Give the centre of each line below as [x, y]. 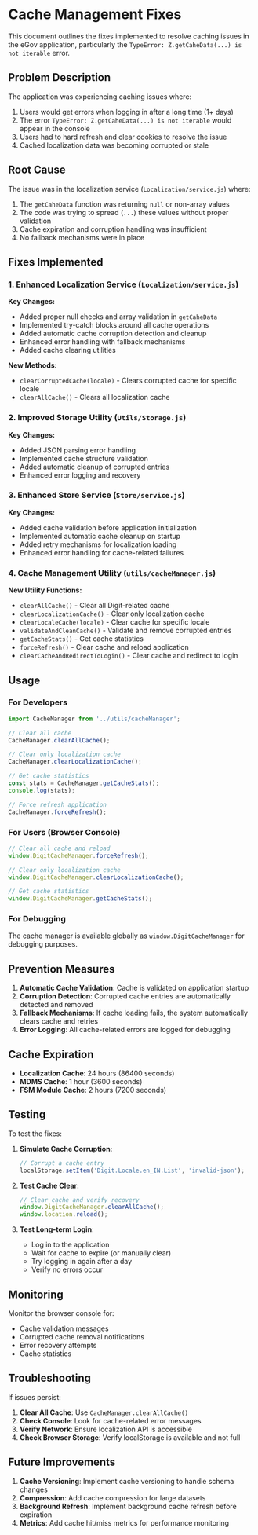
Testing [27, 1114]
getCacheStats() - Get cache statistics [81, 639]
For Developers [38, 702]
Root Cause [37, 170]
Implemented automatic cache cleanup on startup [100, 536]
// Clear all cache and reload [59, 848]
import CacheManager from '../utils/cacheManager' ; [94, 719]
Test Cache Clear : [49, 1185]
